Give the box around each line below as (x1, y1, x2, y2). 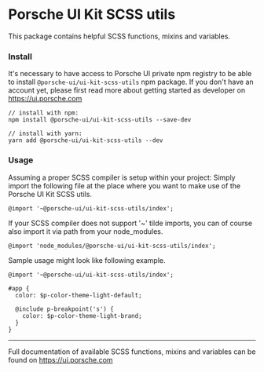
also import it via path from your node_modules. (8, 226, 163, 236)
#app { (8, 284, 30, 292)
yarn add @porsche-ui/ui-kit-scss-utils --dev (8, 137, 163, 144)
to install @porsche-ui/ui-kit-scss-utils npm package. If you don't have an (8, 77, 254, 87)
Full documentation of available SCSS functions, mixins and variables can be (8, 347, 256, 356)
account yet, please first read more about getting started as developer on (8, 86, 246, 95)
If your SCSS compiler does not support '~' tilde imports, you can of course (8, 218, 253, 228)
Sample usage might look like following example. (8, 255, 166, 264)
